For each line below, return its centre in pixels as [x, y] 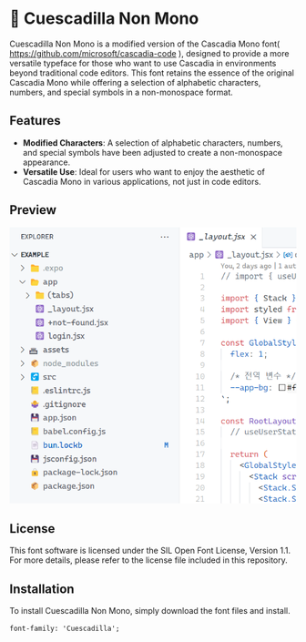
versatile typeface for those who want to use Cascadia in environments [143, 63]
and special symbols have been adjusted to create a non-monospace [152, 152]
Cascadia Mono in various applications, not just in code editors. [142, 181]
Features [35, 121]
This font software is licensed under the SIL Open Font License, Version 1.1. [150, 551]
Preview [33, 210]
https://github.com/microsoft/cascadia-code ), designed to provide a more [149, 53]
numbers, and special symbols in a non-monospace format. [122, 92]
